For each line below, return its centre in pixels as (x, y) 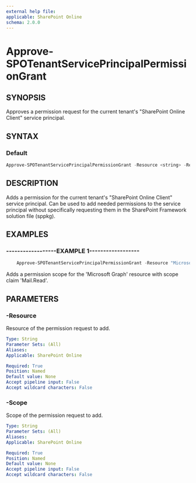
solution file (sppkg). (31, 216)
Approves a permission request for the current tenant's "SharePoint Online (96, 112)
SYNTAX (22, 136)
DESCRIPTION (32, 183)
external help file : (31, 11)
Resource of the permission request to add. (58, 328)
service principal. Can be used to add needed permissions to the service (93, 203)
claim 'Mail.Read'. (27, 281)
